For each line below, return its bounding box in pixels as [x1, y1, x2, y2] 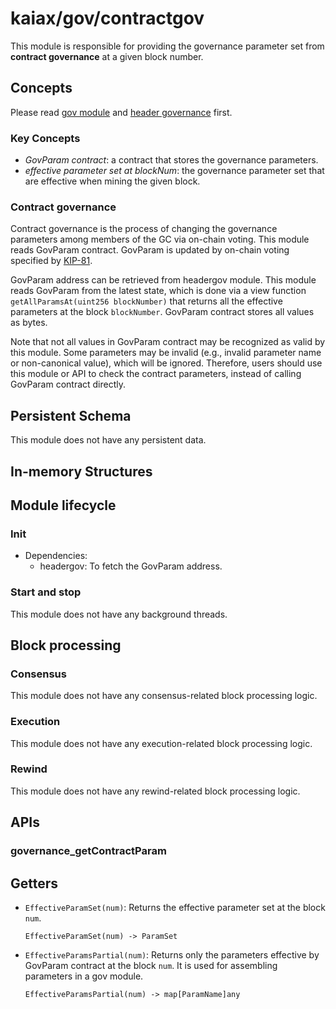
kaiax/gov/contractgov [10, 7, 205, 30]
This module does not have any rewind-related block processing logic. [10, 785, 301, 797]
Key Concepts [10, 131, 81, 145]
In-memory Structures [10, 463, 153, 480]
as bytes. [10, 317, 48, 329]
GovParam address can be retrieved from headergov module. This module [10, 274, 317, 286]
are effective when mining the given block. [24, 175, 201, 187]
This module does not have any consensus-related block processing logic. [10, 690, 318, 702]
